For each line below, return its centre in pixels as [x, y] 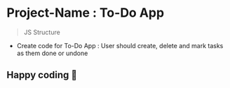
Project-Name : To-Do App [86, 13]
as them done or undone [52, 53]
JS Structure [42, 32]
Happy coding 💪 [42, 75]
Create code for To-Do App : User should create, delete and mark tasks [120, 45]
